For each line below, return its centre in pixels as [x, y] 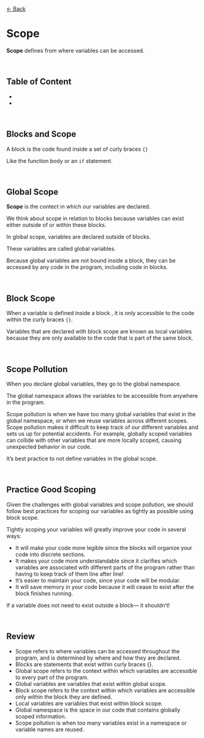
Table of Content [39, 82]
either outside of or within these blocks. [56, 225]
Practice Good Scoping [51, 490]
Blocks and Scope [41, 134]
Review [21, 637]
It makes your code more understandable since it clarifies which [96, 561]
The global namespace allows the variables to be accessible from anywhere [102, 396]
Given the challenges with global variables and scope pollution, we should [100, 504]
